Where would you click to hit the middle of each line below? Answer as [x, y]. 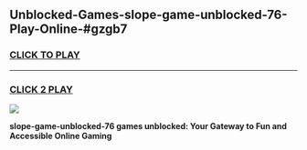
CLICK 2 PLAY [41, 89]
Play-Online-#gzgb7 [69, 30]
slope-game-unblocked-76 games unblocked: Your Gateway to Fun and [148, 125]
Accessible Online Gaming [61, 135]
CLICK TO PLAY [45, 55]
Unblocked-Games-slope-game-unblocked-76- [148, 15]
